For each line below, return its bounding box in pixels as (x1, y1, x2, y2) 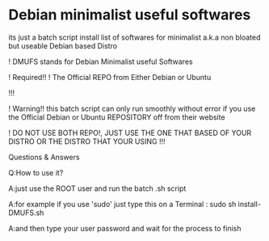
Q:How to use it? (8, 167, 64, 177)
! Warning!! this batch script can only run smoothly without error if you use (8, 104, 256, 113)
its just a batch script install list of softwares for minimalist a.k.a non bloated (8, 32, 261, 42)
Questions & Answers (8, 152, 80, 162)
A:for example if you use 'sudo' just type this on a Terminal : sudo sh (8, 199, 237, 209)
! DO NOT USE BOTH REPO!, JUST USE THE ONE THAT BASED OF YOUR (8, 128, 252, 137)
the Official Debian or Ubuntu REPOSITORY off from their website (8, 112, 225, 122)
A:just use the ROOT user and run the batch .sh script (8, 184, 187, 193)
